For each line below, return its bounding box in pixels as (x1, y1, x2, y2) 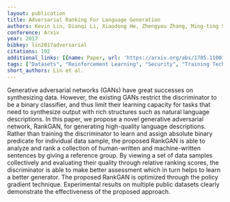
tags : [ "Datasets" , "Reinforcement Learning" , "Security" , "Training (7, 61, 210, 68)
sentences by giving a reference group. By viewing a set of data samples (7, 151, 213, 159)
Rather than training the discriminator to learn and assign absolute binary (7, 129, 213, 137)
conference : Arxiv (7, 29, 60, 36)
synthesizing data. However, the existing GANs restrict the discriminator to (7, 93, 217, 101)
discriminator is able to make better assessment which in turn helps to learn (7, 165, 221, 174)
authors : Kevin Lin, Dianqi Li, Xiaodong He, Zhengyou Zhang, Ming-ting (7, 23, 219, 29)
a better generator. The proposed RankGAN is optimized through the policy (7, 173, 219, 181)
